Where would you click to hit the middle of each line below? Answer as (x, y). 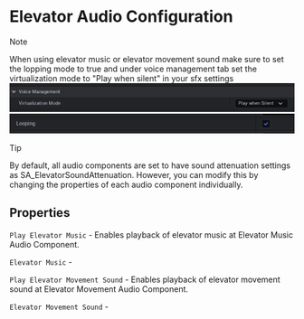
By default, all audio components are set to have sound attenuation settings (150, 165)
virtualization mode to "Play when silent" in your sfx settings (122, 78)
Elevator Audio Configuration (121, 17)
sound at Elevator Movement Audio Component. (99, 289)
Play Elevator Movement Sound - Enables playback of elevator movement (145, 279)
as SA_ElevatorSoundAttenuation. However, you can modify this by (134, 175)
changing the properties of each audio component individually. (126, 185)
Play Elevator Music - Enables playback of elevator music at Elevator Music (152, 235)
